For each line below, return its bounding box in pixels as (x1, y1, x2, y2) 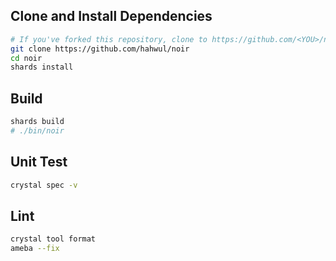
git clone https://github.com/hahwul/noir (10, 44, 190, 54)
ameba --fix (10, 244, 60, 254)
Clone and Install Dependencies (10, 8, 213, 25)
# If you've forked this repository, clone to (10, 34, 208, 44)
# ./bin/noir (10, 126, 65, 136)
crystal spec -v (10, 180, 78, 190)
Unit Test (10, 154, 68, 171)
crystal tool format (10, 234, 97, 244)
